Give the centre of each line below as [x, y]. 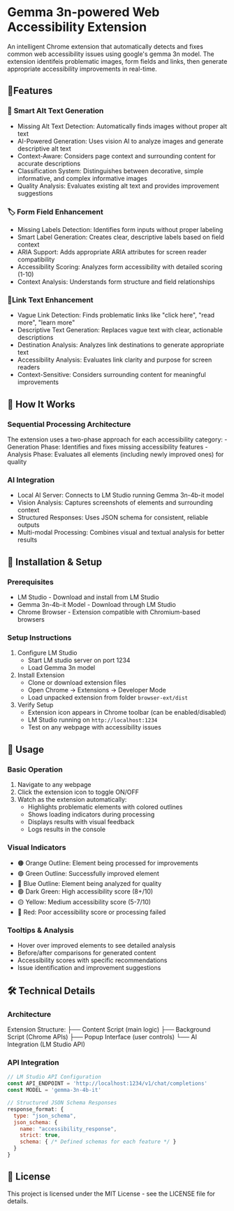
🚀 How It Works [41, 404]
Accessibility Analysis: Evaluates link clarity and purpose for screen [115, 360]
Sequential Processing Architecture [69, 424]
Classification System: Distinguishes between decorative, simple [110, 171]
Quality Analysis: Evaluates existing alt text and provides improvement [118, 186]
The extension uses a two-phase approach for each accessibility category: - [117, 439]
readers [29, 367]
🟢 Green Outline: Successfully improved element [88, 874]
